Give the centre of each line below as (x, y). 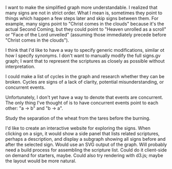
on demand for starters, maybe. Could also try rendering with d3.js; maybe (84, 155)
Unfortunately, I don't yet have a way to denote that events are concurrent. (84, 97)
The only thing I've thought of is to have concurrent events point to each (82, 103)
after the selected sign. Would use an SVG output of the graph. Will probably (86, 144)
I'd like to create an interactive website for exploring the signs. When (78, 128)
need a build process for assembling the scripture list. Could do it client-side (86, 150)
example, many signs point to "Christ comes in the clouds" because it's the (85, 24)
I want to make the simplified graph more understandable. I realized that (81, 7)
